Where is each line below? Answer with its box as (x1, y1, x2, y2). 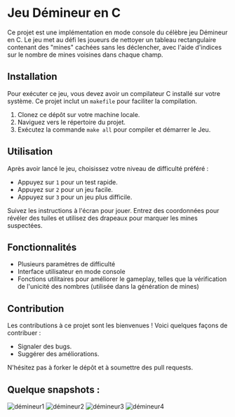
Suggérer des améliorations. (17, 350, 100, 358)
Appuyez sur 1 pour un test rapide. (17, 177, 118, 186)
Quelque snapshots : (7, 383, 100, 395)
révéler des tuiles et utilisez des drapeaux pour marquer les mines (7, 214, 198, 222)
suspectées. (7, 221, 43, 229)
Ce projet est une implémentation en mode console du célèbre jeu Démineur (7, 28, 228, 36)
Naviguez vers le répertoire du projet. (17, 118, 126, 126)
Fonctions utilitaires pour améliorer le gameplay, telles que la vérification (17, 275, 227, 283)
